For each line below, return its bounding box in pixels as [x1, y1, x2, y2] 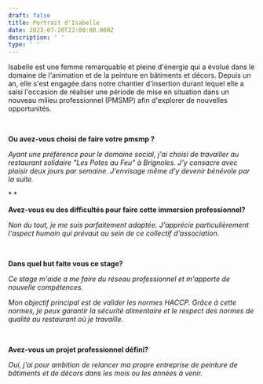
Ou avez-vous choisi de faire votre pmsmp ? [8, 134, 155, 144]
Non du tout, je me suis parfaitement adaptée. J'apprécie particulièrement [8, 221, 250, 230]
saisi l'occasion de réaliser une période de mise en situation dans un [8, 87, 230, 97]
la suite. [8, 174, 34, 185]
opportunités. [8, 104, 52, 114]
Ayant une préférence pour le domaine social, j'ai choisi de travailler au [8, 150, 239, 159]
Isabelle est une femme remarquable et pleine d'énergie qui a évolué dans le [8, 62, 255, 71]
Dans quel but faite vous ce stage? [8, 259, 123, 269]
